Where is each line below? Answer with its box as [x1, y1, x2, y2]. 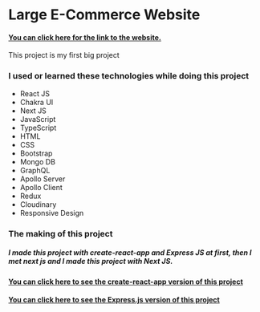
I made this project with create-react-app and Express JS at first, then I [8, 248, 252, 257]
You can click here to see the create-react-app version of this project [8, 277, 243, 286]
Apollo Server [19, 174, 66, 184]
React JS [19, 88, 51, 98]
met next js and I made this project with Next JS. [8, 257, 173, 266]
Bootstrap [19, 148, 53, 158]
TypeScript [19, 123, 57, 132]
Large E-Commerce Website [8, 6, 201, 24]
